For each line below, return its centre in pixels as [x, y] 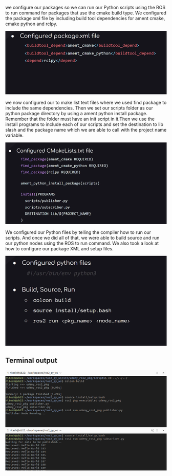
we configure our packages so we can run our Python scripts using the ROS [85, 7]
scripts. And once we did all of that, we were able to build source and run [82, 238]
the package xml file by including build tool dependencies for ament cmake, [85, 18]
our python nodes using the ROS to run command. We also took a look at [82, 243]
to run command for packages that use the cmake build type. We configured [86, 13]
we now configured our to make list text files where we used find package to [86, 103]
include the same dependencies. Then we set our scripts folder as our [79, 108]
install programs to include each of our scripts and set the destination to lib [84, 124]
